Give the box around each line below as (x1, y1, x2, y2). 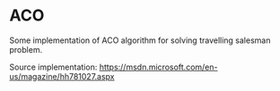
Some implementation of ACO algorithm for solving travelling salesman (9, 35, 271, 45)
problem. (9, 44, 43, 54)
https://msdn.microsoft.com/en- (99, 62, 218, 72)
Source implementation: (9, 62, 98, 72)
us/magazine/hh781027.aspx (9, 70, 115, 81)
